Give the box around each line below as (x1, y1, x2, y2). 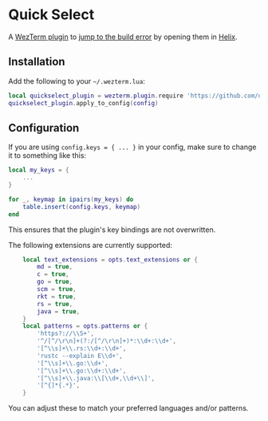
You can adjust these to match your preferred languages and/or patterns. (8, 403, 249, 413)
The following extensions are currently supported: (8, 240, 173, 250)
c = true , (37, 270, 69, 278)
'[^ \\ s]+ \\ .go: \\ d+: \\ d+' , (37, 367, 127, 375)
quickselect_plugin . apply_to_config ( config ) (8, 99, 159, 107)
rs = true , (37, 300, 73, 308)
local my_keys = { (8, 166, 69, 175)
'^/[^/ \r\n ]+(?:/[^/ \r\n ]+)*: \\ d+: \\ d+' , (37, 337, 177, 345)
